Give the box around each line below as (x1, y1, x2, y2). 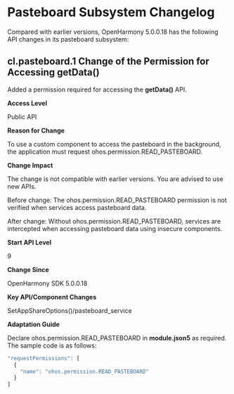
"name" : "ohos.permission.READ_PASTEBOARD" (20, 368, 150, 375)
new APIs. (7, 182, 37, 190)
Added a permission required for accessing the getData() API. (7, 85, 188, 94)
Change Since (7, 265, 49, 273)
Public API (7, 112, 37, 121)
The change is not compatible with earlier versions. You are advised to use (7, 174, 223, 183)
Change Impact (7, 161, 53, 169)
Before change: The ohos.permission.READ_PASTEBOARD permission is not (7, 195, 227, 204)
